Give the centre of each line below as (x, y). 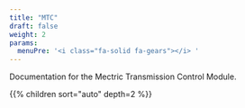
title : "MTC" (34, 18)
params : (24, 43)
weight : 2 (28, 34)
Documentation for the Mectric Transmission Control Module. (123, 76)
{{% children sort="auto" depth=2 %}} (81, 94)
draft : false (34, 26)
